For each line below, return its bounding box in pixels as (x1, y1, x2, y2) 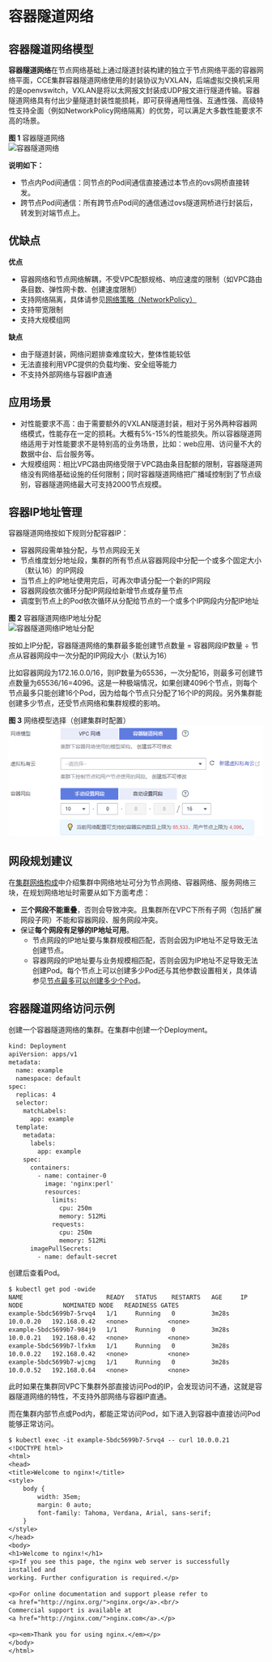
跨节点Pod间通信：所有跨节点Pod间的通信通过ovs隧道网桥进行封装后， (19, 198, 257, 207)
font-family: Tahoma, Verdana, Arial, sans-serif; (37, 1509, 212, 1517)
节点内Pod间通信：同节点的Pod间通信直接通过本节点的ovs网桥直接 (19, 177, 243, 187)
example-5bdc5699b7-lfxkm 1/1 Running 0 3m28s (8, 1342, 230, 1350)
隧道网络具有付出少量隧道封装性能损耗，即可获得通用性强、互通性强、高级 (8, 96, 257, 105)
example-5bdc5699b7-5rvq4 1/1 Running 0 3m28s (8, 1310, 230, 1318)
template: (15, 1123, 49, 1131)
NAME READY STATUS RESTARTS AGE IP (8, 1293, 249, 1301)
